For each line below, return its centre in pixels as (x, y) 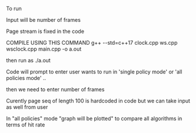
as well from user (27, 107)
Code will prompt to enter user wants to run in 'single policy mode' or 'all (94, 72)
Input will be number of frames (44, 20)
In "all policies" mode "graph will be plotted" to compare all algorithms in (94, 118)
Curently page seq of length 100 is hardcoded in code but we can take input (98, 101)
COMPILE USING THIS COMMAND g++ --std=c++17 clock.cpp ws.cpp (92, 43)
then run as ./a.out (29, 60)
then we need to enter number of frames (55, 89)
